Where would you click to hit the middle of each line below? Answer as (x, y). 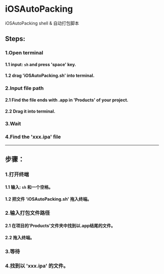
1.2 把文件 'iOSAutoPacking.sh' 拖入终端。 (48, 199)
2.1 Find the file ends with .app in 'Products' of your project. (67, 100)
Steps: (15, 39)
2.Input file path (24, 88)
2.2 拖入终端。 (20, 238)
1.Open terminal (24, 53)
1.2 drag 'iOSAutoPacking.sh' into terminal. (50, 76)
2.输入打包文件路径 (28, 213)
